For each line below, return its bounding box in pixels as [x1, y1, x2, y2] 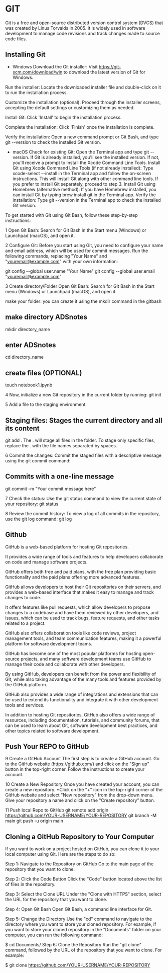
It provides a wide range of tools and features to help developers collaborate [5, 553, 163, 559]
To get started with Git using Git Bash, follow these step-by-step [5, 212, 138, 218]
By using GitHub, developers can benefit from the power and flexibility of [5, 671, 156, 677]
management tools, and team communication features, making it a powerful [5, 635, 161, 641]
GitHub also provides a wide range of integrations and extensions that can [5, 691, 159, 697]
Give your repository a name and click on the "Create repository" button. [5, 797, 155, 803]
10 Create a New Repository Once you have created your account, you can [5, 781, 159, 787]
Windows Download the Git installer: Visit [12, 63, 98, 69]
